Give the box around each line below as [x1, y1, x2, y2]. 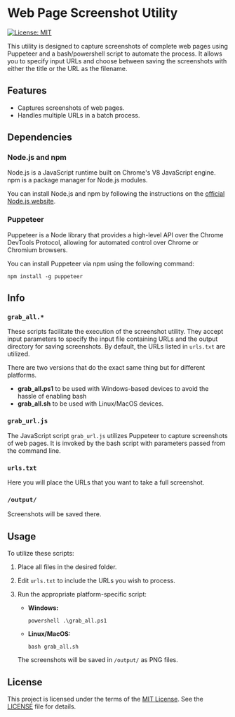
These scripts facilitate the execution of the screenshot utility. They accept [7, 328, 224, 336]
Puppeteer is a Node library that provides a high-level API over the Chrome [7, 230, 224, 239]
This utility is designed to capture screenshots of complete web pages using [7, 42, 228, 50]
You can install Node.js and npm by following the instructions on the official [7, 189, 225, 198]
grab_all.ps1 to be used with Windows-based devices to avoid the [17, 385, 209, 393]
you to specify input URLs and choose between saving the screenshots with [7, 56, 227, 65]
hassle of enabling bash [17, 392, 87, 401]
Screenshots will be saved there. [7, 510, 102, 518]
